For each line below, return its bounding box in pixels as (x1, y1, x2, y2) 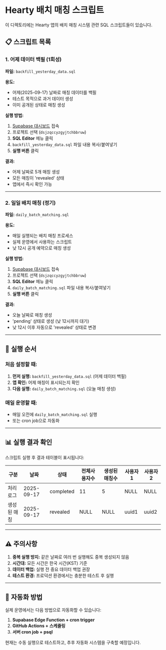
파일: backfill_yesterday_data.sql (5, 68, 76, 74)
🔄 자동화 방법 (5, 593, 43, 601)
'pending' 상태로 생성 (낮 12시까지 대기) (12, 318, 89, 324)
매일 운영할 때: (5, 399, 38, 406)
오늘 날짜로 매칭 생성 (12, 312, 52, 318)
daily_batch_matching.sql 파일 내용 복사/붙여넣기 (12, 285, 111, 291)
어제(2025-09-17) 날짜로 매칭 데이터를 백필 (12, 89, 97, 95)
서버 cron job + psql (12, 629, 53, 635)
